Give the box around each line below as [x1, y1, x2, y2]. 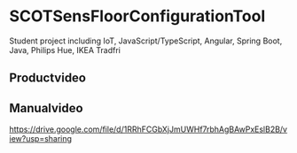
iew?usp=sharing [9, 134, 73, 144]
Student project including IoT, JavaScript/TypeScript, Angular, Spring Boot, [9, 35, 283, 46]
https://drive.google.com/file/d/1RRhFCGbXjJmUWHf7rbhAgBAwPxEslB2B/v [9, 124, 288, 134]
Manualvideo [9, 100, 83, 116]
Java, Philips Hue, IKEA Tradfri [9, 44, 121, 55]
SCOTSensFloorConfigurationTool [9, 6, 266, 27]
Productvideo [9, 71, 87, 86]
